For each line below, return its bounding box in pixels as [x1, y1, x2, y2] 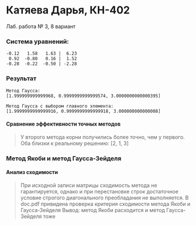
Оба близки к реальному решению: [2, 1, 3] [20, 140, 129, 147]
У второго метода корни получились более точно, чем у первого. [20, 133, 185, 140]
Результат [6, 74, 37, 82]
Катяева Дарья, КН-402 [6, 4, 130, 17]
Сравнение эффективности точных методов [6, 120, 121, 127]
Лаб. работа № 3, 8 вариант [6, 23, 76, 30]
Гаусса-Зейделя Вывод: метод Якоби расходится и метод [20, 206, 166, 213]
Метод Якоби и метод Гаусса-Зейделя [6, 154, 122, 162]
